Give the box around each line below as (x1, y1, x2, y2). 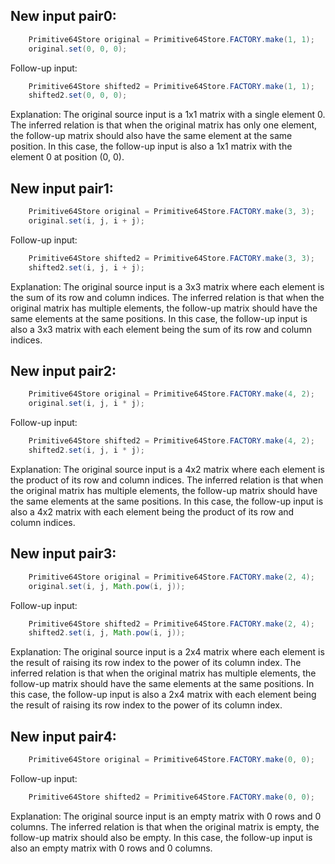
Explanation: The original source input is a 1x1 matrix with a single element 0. (10, 109, 326, 121)
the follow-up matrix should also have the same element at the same (10, 130, 293, 142)
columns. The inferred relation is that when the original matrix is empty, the (10, 820, 320, 833)
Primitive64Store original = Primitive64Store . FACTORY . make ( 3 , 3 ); (28, 207, 315, 217)
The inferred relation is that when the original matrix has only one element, (10, 119, 318, 131)
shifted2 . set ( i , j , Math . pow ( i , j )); (28, 628, 186, 638)
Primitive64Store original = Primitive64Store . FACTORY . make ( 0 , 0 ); (28, 755, 315, 765)
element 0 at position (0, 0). (10, 151, 125, 163)
